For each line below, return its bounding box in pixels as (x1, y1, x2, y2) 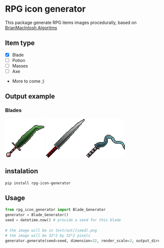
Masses (12, 62, 28, 69)
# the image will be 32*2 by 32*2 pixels (5, 233, 91, 238)
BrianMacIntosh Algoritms (5, 24, 58, 30)
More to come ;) (12, 78, 45, 84)
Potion (12, 57, 25, 63)
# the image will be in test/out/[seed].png (5, 228, 97, 233)
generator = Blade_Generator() (5, 212, 69, 218)
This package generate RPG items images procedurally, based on (5, 20, 137, 25)
